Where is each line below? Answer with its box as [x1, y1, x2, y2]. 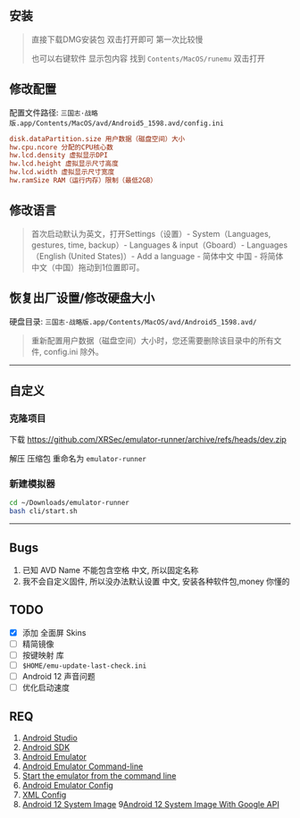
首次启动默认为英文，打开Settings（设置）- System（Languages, [30, 228, 271, 239]
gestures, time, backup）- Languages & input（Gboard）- [30, 240, 246, 250]
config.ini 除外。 [43, 346, 104, 357]
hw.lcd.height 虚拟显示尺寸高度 [9, 159, 119, 168]
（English [30, 250, 67, 261]
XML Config [21, 789, 67, 800]
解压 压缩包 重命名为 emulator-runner [9, 453, 147, 464]
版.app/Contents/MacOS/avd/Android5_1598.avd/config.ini [9, 119, 225, 128]
